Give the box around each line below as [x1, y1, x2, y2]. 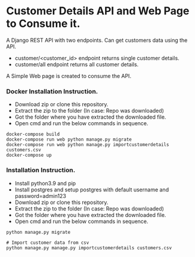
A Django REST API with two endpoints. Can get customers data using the [6, 36, 188, 44]
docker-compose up [6, 152, 52, 159]
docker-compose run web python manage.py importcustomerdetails [6, 142, 169, 148]
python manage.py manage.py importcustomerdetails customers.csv [6, 244, 172, 251]
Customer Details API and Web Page [6, 4, 190, 18]
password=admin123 [14, 192, 67, 199]
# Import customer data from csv [6, 240, 89, 246]
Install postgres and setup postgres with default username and [14, 186, 169, 193]
